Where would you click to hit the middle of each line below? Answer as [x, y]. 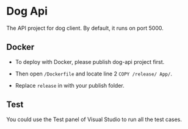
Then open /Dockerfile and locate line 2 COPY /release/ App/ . [94, 74]
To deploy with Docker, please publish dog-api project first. [90, 61]
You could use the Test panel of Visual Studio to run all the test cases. [94, 119]
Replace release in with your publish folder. [70, 85]
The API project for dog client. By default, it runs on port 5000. [85, 28]
